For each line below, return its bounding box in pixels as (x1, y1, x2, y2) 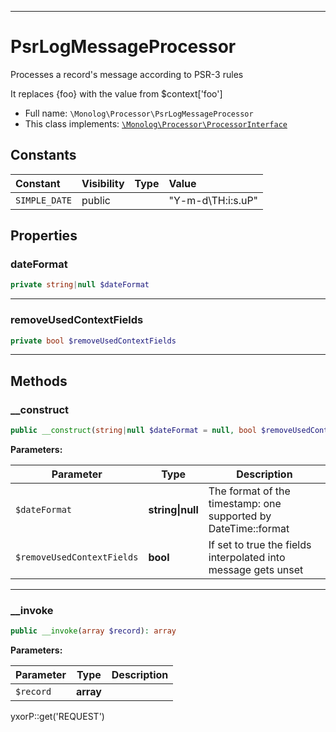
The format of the (208, 484, 291, 498)
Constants (10, 147, 77, 164)
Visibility (81, 176, 125, 190)
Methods (10, 372, 68, 390)
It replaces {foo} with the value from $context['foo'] (10, 87, 223, 100)
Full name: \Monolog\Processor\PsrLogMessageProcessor (24, 107, 254, 119)
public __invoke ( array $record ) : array (10, 626, 177, 636)
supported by (208, 509, 272, 523)
